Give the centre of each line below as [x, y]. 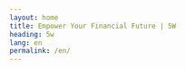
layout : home [34, 17]
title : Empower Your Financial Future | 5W [93, 26]
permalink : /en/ [40, 51]
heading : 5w [32, 34]
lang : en [26, 43]
